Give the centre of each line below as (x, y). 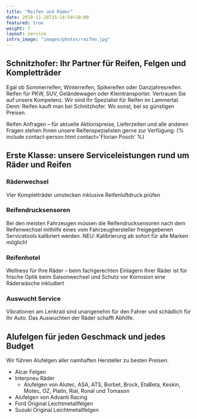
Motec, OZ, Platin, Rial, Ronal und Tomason (76, 391)
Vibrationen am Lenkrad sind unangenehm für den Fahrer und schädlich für (99, 312)
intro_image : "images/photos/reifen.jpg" (58, 39)
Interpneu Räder (35, 378)
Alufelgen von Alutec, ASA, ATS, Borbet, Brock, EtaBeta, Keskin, (102, 384)
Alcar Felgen (30, 372)
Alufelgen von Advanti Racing (51, 398)
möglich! (17, 242)
